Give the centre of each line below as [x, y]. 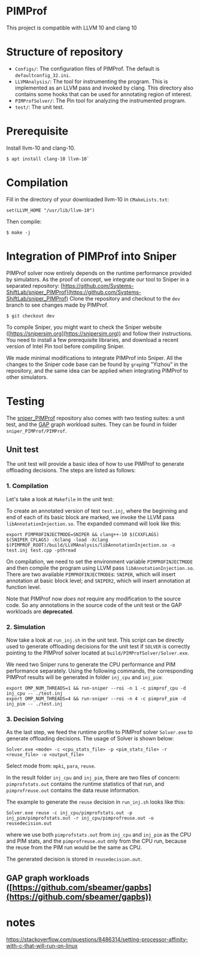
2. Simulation [26, 627]
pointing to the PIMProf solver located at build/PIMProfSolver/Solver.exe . [98, 653]
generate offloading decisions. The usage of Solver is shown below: [90, 739]
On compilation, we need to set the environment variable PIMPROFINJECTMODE [100, 561]
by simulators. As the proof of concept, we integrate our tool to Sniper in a [98, 279]
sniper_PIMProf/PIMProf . [37, 430]
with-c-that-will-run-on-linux [42, 945]
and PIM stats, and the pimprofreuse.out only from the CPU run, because [96, 841]
